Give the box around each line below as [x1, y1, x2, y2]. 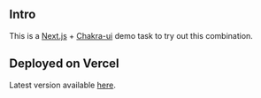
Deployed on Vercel [9, 57, 119, 72]
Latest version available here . [9, 79, 117, 90]
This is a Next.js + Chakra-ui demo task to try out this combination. [9, 30, 254, 41]
